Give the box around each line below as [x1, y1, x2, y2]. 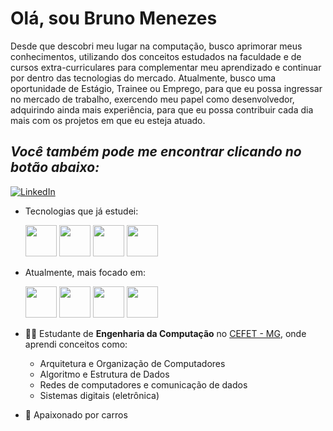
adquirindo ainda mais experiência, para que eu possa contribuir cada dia [10, 103, 314, 116]
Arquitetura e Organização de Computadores [39, 357, 226, 369]
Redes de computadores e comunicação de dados [39, 378, 248, 391]
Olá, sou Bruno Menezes [10, 7, 218, 30]
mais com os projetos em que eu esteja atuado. [10, 114, 206, 126]
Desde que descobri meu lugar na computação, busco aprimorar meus [10, 40, 303, 52]
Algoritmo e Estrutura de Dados [39, 368, 170, 380]
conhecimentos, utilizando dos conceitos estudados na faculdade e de [10, 50, 302, 62]
